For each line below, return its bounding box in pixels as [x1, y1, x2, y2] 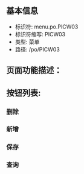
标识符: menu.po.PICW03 [15, 23, 79, 30]
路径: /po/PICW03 [15, 45, 60, 53]
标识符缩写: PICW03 [15, 30, 65, 38]
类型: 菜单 [15, 38, 40, 45]
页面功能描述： [6, 65, 62, 76]
